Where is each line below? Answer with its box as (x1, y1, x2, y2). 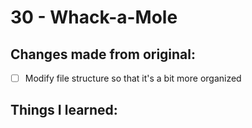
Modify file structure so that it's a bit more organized (24, 72, 242, 84)
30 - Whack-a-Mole (10, 6, 178, 29)
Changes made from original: (10, 46, 197, 63)
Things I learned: (10, 102, 118, 119)
